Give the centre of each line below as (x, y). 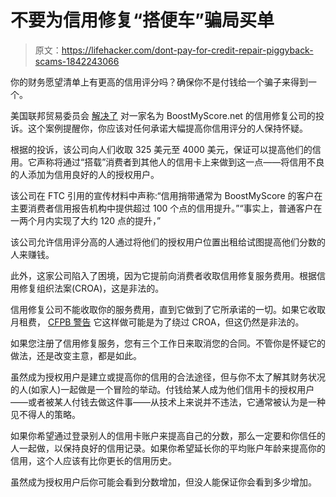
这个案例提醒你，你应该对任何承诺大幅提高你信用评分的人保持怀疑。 (167, 128)
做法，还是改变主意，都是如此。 (76, 355)
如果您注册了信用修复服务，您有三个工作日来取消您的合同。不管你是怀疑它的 (168, 343)
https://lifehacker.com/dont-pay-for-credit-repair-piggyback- (187, 50)
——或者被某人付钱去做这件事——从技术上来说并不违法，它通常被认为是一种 (168, 402)
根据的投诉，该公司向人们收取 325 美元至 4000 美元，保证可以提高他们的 (161, 149)
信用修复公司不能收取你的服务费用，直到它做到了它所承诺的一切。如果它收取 (168, 309)
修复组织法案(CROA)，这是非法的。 (91, 288)
